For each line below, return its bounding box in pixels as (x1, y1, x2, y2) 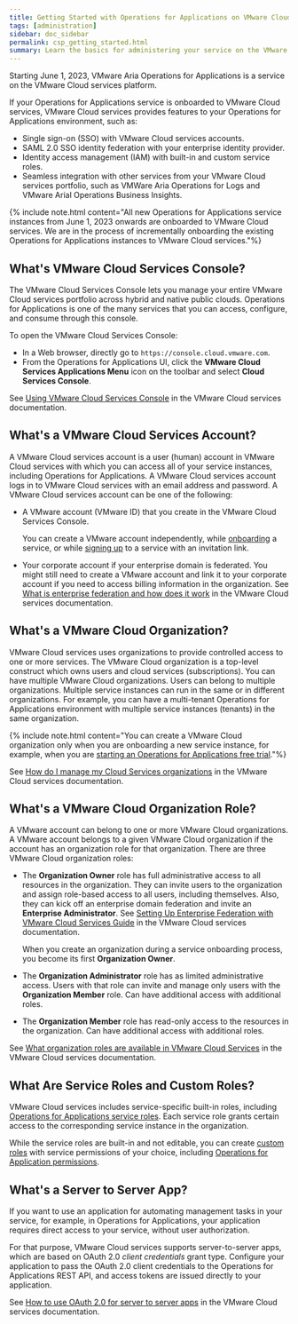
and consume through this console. (9, 313, 139, 323)
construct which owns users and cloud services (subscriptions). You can (9, 665, 276, 676)
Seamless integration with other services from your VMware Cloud (21, 170, 266, 182)
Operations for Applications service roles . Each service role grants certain (9, 1111, 279, 1122)
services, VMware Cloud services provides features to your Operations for (9, 107, 281, 117)
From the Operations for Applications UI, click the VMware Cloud (21, 356, 261, 367)
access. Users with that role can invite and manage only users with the (21, 980, 281, 991)
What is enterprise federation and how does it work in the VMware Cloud (21, 588, 289, 599)
